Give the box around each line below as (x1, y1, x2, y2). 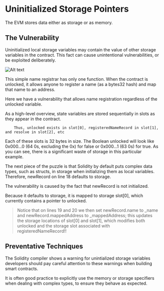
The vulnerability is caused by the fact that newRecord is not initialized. (5, 183, 149, 189)
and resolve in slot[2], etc (5, 130, 65, 134)
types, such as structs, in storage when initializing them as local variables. (5, 168, 155, 174)
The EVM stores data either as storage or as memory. (5, 20, 113, 25)
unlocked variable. (5, 101, 43, 107)
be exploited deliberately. (5, 57, 56, 63)
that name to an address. (5, 87, 55, 92)
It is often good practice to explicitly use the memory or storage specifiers (5, 275, 155, 281)
